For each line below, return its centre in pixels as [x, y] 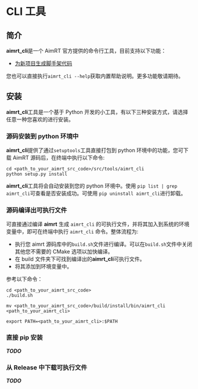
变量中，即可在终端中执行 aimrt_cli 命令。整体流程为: [72, 232]
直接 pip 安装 [25, 337]
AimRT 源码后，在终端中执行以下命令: [59, 158]
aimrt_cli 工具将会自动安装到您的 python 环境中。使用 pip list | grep [92, 186]
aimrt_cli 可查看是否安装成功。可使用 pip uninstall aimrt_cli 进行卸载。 [96, 194]
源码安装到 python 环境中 [42, 136]
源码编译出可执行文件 [36, 210]
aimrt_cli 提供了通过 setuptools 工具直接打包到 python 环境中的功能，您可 [95, 150]
